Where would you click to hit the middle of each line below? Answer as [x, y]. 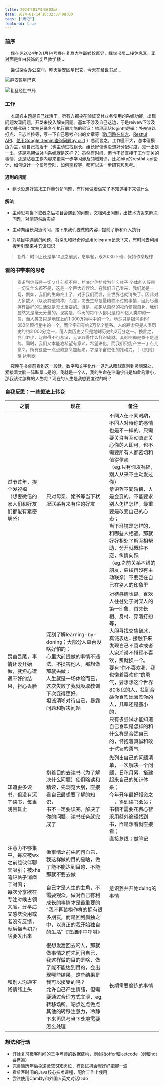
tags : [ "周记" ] [20, 19]
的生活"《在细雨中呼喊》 [74, 931]
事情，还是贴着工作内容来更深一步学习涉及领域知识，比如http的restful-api [79, 159]
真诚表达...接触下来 [131, 638]
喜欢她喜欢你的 [136, 697]
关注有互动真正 [131, 438]
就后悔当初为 [22, 929]
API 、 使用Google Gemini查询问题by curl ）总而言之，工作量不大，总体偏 [78, 140]
